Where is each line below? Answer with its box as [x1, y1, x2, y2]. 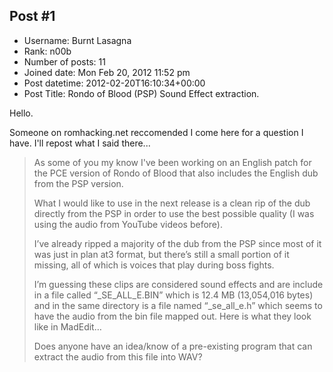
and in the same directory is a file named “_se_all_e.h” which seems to [33, 299, 323, 311]
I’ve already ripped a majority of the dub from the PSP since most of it [33, 237, 322, 249]
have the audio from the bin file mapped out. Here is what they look [33, 310, 312, 322]
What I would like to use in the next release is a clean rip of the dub [33, 197, 311, 209]
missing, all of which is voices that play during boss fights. [33, 259, 275, 271]
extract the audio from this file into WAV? [33, 350, 203, 363]
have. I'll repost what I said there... [9, 137, 151, 149]
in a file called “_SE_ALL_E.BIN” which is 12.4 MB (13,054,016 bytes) [33, 289, 314, 301]
